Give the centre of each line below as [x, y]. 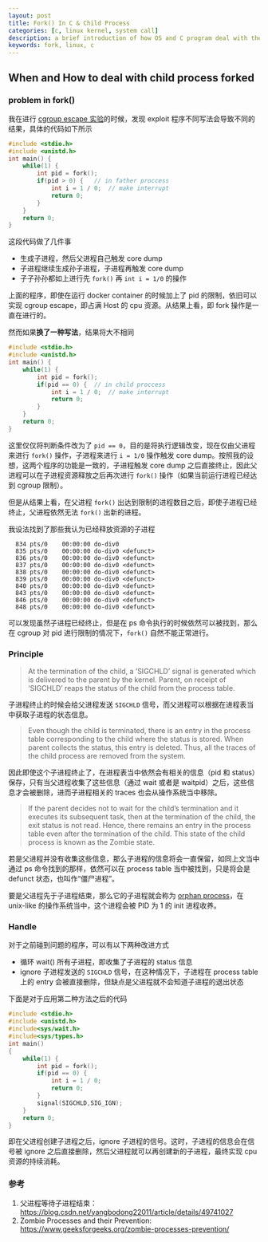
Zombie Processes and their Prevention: [85, 1220]
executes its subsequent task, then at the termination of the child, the [142, 817]
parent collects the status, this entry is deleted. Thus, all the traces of [142, 747]
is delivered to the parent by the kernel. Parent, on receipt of [127, 680]
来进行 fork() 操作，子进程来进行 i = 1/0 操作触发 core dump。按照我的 [128, 455]
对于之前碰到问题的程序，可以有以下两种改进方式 [89, 945]
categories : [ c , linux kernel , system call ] [83, 30]
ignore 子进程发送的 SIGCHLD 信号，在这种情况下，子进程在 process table [139, 972]
